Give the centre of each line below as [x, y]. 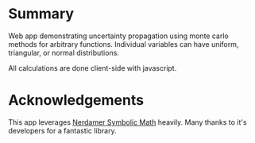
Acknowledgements [76, 100]
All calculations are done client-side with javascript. [93, 68]
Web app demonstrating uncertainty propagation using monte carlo [118, 36]
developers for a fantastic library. [62, 130]
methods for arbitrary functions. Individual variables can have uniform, [124, 44]
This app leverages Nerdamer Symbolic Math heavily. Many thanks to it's [128, 122]
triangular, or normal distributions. [64, 52]
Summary [41, 14]
